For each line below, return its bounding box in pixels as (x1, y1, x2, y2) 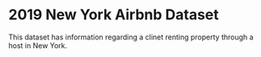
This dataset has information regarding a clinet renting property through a (8, 32, 254, 42)
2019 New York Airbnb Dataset (8, 6, 220, 24)
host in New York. (8, 40, 68, 50)
